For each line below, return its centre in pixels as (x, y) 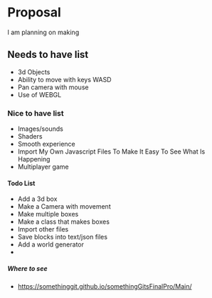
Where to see (27, 268)
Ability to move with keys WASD (64, 79)
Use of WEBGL (39, 94)
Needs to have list (48, 55)
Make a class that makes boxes (64, 222)
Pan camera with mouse (53, 87)
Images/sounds (41, 129)
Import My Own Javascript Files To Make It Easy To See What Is (111, 152)
